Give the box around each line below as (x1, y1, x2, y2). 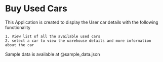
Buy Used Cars (5, 3, 68, 14)
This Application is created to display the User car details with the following (5, 19, 159, 25)
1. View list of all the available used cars (5, 34, 100, 39)
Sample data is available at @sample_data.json (5, 51, 100, 57)
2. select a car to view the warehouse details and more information (5, 38, 152, 43)
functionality (5, 24, 31, 30)
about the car (5, 42, 35, 47)
